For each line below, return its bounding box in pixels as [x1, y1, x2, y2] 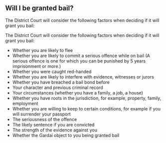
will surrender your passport [12, 111, 71, 117]
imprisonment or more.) [12, 63, 61, 69]
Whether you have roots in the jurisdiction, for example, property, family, [12, 95, 162, 101]
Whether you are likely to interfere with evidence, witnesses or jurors [12, 73, 155, 79]
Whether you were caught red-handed [12, 68, 92, 74]
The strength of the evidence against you [12, 127, 97, 133]
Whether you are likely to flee [12, 47, 73, 53]
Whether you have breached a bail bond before [12, 79, 110, 85]
